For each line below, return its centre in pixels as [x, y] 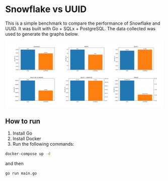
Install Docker [27, 139]
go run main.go [21, 173]
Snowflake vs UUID [46, 9]
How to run [23, 121]
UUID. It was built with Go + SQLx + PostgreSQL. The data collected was [80, 28]
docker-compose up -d [28, 154]
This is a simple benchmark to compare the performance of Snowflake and [83, 23]
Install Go [22, 133]
